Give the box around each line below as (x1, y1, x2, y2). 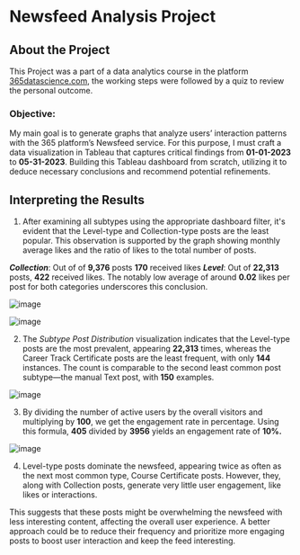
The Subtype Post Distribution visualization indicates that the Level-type (22, 334, 290, 345)
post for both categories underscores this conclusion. (9, 282, 208, 292)
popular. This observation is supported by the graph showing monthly (22, 236, 281, 246)
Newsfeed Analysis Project (9, 6, 216, 27)
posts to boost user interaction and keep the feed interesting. (9, 535, 236, 546)
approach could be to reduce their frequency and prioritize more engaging (9, 526, 285, 537)
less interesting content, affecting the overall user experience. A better (9, 516, 271, 527)
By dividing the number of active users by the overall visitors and (22, 407, 263, 417)
